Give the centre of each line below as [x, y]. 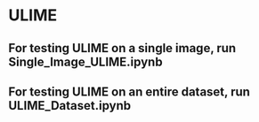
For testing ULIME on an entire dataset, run [129, 91]
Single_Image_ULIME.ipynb [85, 61]
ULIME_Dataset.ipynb [69, 106]
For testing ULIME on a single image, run [122, 48]
